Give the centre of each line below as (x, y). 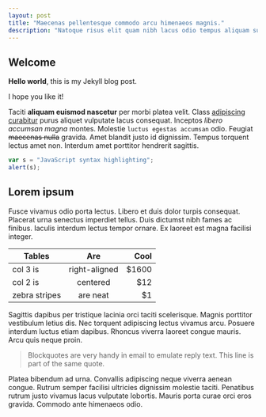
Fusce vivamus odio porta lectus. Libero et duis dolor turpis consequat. (124, 211)
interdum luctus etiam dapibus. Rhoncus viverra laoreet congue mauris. (125, 331)
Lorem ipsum (41, 192)
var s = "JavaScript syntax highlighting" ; (81, 160)
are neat (93, 295)
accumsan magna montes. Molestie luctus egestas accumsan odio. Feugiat (131, 129)
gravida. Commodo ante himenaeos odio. (76, 404)
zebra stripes (37, 295)
